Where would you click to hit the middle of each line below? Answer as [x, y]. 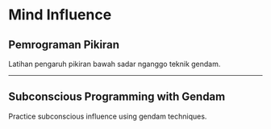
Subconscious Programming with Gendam [117, 97]
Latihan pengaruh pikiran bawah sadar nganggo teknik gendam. [115, 64]
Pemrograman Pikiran [64, 45]
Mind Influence [60, 15]
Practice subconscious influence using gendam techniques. [108, 116]
